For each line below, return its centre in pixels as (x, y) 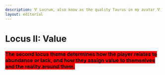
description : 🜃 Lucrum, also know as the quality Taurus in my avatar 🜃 (83, 10)
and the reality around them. (40, 66)
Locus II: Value (36, 39)
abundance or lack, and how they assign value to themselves (80, 60)
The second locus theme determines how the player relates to (81, 54)
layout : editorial (24, 14)
